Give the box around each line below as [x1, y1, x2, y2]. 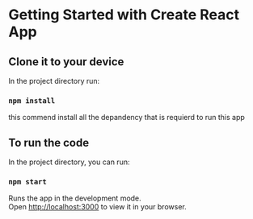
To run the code [8, 135, 90, 150]
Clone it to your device [8, 55, 124, 68]
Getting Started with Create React [8, 6, 240, 24]
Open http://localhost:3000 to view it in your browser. [8, 202, 188, 212]
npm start [8, 177, 47, 187]
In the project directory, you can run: [8, 157, 130, 167]
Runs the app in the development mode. [8, 193, 141, 203]
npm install [8, 96, 56, 105]
